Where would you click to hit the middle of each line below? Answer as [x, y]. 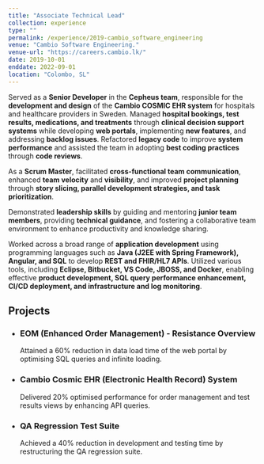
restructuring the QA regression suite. [81, 451]
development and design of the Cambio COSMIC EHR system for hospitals [132, 105]
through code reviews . [45, 156]
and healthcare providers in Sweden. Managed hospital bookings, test [124, 114]
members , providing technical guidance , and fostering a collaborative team [132, 220]
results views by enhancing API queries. [85, 405]
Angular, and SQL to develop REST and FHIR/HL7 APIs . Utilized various [125, 261]
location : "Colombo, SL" [49, 74]
